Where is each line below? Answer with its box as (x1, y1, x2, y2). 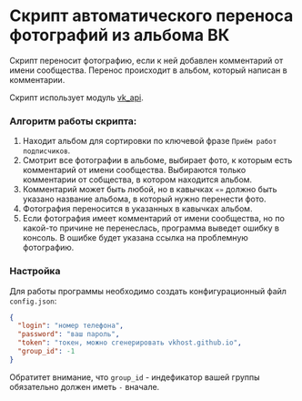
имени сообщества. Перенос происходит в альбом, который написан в (9, 65, 288, 76)
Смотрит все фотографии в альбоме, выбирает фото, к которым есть (22, 155, 293, 166)
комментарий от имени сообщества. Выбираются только (22, 165, 247, 176)
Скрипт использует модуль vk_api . (9, 92, 144, 103)
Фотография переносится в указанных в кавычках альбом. (22, 203, 253, 214)
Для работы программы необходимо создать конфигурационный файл (9, 285, 287, 296)
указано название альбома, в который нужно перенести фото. (22, 193, 267, 205)
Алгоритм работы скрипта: (9, 115, 137, 128)
